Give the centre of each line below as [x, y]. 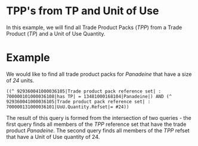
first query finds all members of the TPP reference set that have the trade [96, 124]
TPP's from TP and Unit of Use [83, 11]
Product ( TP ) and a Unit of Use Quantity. [56, 33]
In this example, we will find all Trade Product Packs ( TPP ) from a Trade [94, 27]
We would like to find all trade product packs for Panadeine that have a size [99, 74]
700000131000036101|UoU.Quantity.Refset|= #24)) [68, 107]
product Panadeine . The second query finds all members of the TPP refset [98, 130]
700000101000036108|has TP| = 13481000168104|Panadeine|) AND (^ [89, 96]
